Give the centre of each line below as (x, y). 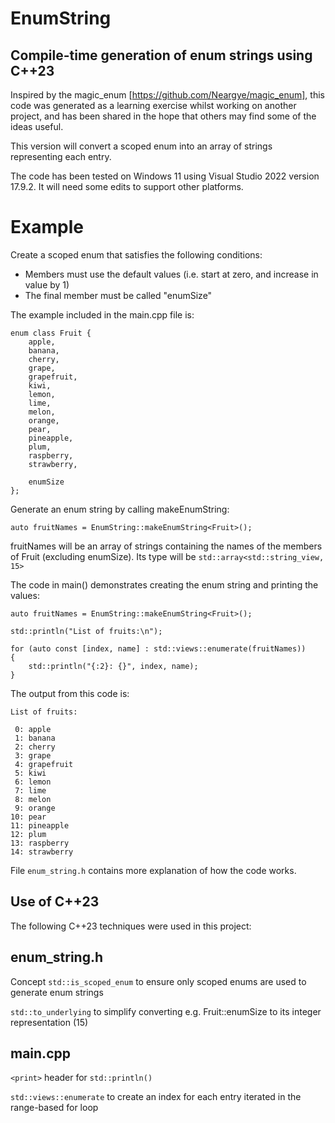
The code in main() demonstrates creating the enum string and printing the (164, 584)
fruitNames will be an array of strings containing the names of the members (166, 546)
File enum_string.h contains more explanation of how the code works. (153, 870)
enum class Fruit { (51, 333)
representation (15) (49, 1022)
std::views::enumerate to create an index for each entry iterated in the (156, 1097)
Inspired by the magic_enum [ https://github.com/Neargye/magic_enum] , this (167, 95)
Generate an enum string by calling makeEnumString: (120, 509)
